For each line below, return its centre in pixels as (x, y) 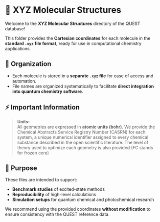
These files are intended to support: (41, 180)
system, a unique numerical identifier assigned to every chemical (83, 137)
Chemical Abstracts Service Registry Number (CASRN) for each (81, 132)
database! (15, 28)
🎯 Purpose (21, 168)
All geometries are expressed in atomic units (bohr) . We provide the (86, 127)
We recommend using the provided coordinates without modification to (78, 209)
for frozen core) (33, 153)
